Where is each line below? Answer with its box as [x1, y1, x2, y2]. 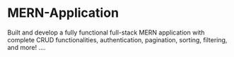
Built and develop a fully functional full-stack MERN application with [7, 28, 205, 37]
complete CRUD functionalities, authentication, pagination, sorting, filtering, [7, 35, 228, 44]
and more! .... [7, 43, 46, 51]
